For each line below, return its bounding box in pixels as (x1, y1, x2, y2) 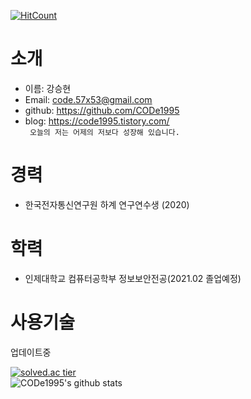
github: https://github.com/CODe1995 (24, 104, 180, 116)
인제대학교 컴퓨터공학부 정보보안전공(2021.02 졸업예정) (24, 272, 242, 284)
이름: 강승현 (24, 82, 72, 94)
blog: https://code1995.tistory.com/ (24, 115, 170, 127)
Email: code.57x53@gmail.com (24, 93, 153, 105)
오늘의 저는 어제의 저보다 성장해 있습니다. (29, 127, 180, 137)
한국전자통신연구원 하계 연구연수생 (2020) (24, 198, 190, 210)
